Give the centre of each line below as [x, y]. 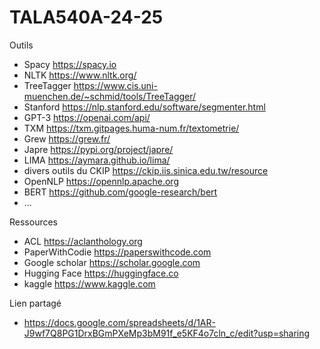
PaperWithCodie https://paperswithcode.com [117, 252]
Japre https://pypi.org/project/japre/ [98, 149]
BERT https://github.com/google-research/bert [120, 192]
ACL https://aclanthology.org [83, 241]
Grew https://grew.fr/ [67, 138]
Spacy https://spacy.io [70, 64]
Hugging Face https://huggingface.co [101, 273]
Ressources [34, 222]
